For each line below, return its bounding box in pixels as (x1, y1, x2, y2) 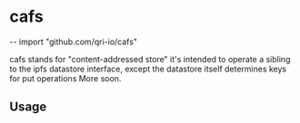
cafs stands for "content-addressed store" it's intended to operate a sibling (9, 53, 291, 64)
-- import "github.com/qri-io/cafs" (9, 36, 138, 47)
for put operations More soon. (9, 72, 122, 83)
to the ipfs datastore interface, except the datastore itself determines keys (9, 63, 287, 74)
